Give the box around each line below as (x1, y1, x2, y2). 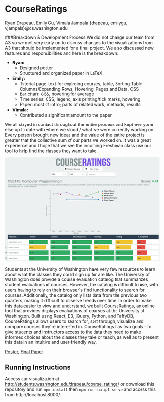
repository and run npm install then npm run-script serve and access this (5, 386, 156, 392)
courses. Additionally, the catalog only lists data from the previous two (5, 292, 147, 298)
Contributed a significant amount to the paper (19, 112, 112, 118)
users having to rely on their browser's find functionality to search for (5, 287, 145, 293)
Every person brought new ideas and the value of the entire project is (5, 132, 145, 138)
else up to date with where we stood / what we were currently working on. (5, 126, 155, 132)
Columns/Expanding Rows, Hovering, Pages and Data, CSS (19, 86, 139, 92)
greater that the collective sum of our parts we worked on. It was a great (5, 137, 151, 143)
